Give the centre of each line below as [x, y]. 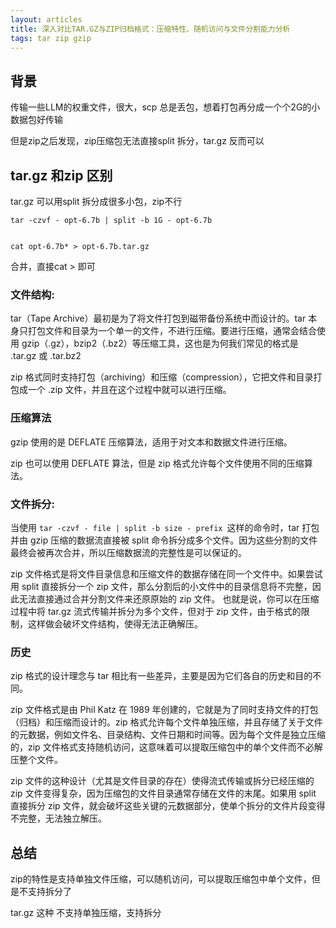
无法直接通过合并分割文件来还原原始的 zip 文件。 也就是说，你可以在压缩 [169, 598]
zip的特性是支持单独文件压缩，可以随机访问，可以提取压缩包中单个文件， [161, 879]
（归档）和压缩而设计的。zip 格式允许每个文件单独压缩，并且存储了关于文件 [166, 722]
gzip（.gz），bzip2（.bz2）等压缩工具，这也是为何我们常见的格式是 [160, 343]
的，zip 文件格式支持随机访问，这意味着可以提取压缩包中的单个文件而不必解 [166, 747]
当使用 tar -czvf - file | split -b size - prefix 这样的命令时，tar [155, 527]
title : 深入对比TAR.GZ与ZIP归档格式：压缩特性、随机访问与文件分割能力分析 [150, 29]
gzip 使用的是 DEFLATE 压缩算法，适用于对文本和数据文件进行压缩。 [151, 442]
